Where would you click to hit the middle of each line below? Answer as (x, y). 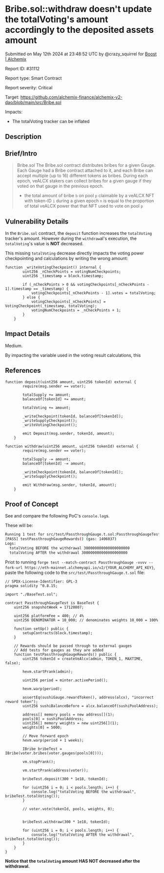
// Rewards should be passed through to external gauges (73, 646)
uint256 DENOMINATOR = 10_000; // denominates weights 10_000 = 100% (86, 620)
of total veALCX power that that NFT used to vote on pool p (83, 206)
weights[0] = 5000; (42, 727)
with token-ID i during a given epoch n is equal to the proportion (89, 201)
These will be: (19, 525)
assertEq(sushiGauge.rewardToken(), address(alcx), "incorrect (88, 697)
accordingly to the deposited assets (80, 30)
